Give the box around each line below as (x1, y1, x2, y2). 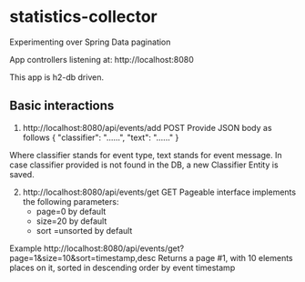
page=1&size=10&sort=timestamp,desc (9, 252, 157, 263)
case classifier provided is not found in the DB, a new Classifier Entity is (9, 159, 280, 170)
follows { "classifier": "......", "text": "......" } (22, 132, 179, 143)
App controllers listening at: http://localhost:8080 (9, 54, 194, 65)
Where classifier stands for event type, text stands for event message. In (9, 149, 282, 160)
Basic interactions (9, 98, 115, 114)
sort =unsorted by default (36, 225, 133, 236)
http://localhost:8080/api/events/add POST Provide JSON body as (22, 122, 272, 133)
